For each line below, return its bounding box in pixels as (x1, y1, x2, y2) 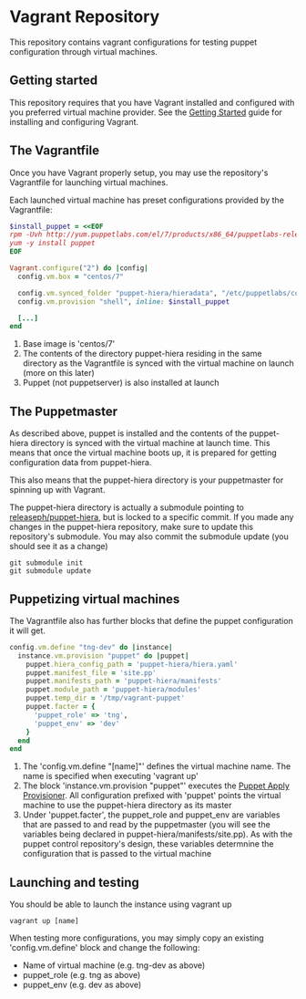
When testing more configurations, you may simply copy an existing (9, 932, 264, 943)
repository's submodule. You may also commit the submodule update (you (9, 531, 289, 542)
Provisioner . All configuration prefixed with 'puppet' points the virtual (22, 790, 281, 801)
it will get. (9, 625, 46, 636)
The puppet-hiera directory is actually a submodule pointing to (9, 502, 244, 513)
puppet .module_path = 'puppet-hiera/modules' (25, 685, 202, 694)
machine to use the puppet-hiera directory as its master (22, 800, 232, 811)
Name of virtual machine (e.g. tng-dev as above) (22, 960, 206, 971)
